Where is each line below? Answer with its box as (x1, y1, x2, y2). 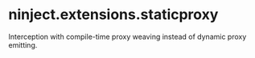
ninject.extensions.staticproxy (8, 6, 219, 24)
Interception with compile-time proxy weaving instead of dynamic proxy (8, 32, 247, 41)
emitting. (8, 40, 38, 49)
